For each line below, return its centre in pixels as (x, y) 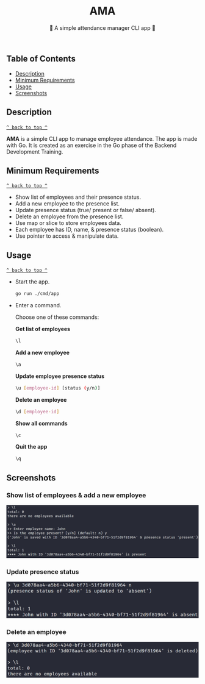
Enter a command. (38, 305)
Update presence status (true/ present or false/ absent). (86, 210)
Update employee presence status (60, 376)
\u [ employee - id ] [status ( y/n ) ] (58, 388)
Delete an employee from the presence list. (69, 216)
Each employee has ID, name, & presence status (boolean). (89, 230)
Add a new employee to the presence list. (67, 204)
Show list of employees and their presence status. (78, 197)
